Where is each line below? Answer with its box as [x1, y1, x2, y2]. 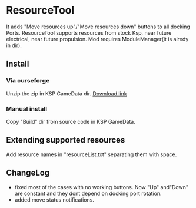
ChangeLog [6, 168, 50, 178]
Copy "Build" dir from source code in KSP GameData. [6, 118, 135, 125]
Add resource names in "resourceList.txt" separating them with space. [6, 151, 177, 158]
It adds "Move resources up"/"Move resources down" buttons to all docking [6, 23, 190, 30]
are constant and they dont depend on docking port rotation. [14, 190, 162, 197]
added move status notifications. [14, 196, 94, 203]
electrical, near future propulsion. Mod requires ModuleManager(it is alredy [6, 35, 189, 42]
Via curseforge [6, 77, 50, 85]
